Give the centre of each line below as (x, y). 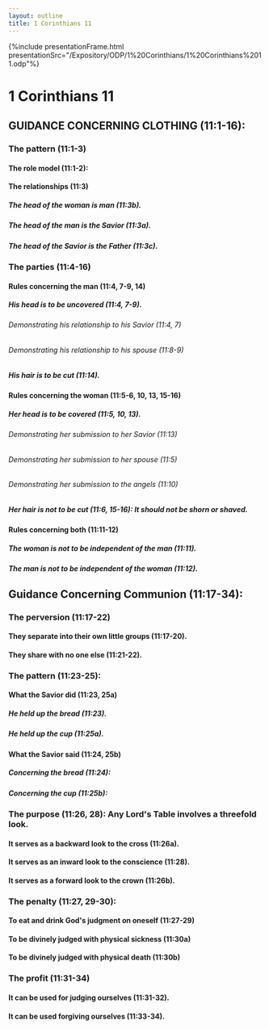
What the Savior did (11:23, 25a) (63, 695)
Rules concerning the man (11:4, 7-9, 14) (77, 286)
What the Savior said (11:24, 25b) (65, 754)
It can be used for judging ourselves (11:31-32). (89, 997)
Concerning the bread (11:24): (60, 773)
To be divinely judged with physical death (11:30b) (94, 957)
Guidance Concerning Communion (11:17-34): (126, 594)
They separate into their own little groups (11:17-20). (98, 636)
